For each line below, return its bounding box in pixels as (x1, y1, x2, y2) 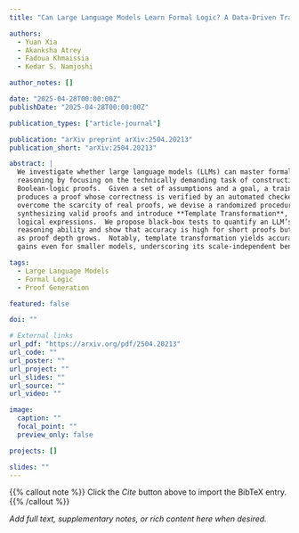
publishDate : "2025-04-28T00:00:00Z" (9, 102, 149, 111)
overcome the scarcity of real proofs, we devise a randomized (17, 201, 256, 209)
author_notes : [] (9, 78, 74, 87)
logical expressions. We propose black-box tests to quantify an (17, 217, 269, 226)
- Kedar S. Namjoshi (17, 62, 93, 71)
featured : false (9, 299, 69, 308)
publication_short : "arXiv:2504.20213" (9, 143, 158, 152)
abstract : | (9, 160, 53, 168)
